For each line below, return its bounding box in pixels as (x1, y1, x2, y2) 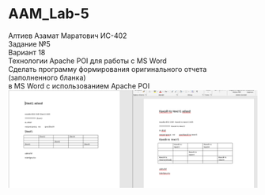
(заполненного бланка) (8, 73, 86, 82)
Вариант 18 (8, 47, 46, 57)
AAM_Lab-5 (8, 5, 89, 23)
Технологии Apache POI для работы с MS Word (8, 56, 168, 66)
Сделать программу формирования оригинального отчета (8, 64, 207, 73)
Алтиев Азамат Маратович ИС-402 (8, 31, 127, 40)
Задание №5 (8, 39, 51, 48)
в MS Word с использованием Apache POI (8, 81, 150, 91)
